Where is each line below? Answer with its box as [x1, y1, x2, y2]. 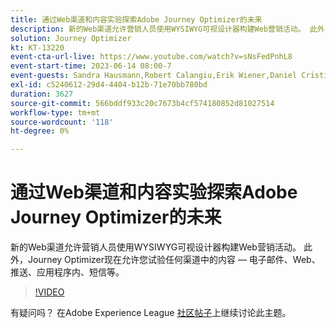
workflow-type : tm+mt [10, 107, 101, 118]
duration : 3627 [10, 89, 74, 99]
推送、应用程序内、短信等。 [10, 266, 125, 278]
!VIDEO [34, 286, 65, 298]
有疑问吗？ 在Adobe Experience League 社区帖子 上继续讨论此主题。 [10, 307, 292, 319]
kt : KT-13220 [10, 42, 65, 53]
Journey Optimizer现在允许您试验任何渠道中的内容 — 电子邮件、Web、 [27, 254, 321, 266]
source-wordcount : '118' [10, 117, 114, 127]
